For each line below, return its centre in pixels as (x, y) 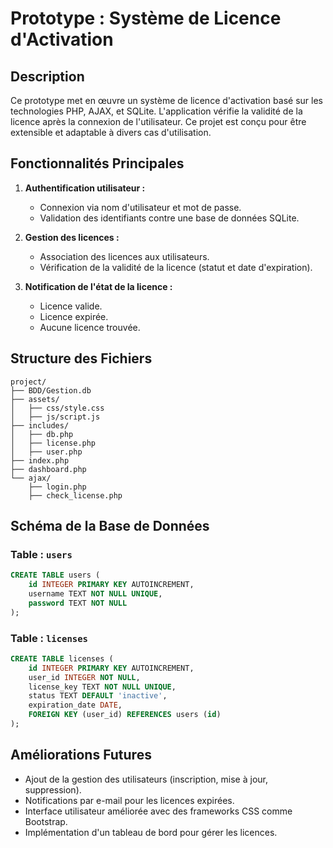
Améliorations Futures (81, 755)
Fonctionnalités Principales (97, 163)
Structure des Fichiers (81, 358)
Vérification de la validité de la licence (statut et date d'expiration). (176, 267)
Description (47, 76)
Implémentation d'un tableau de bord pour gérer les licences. (151, 832)
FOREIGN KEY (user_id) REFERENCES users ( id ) (125, 715)
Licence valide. (71, 306)
